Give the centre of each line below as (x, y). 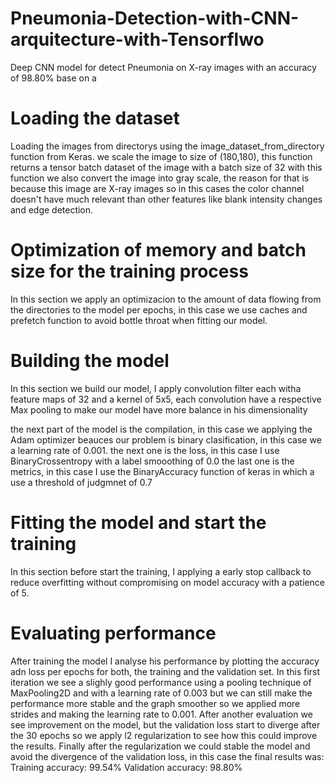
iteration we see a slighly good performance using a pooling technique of (161, 682)
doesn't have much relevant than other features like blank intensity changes (166, 199)
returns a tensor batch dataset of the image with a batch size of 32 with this (166, 167)
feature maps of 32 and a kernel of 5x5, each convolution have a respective (166, 399)
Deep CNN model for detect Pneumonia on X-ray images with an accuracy (163, 67)
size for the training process (129, 271)
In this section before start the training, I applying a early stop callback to (161, 571)
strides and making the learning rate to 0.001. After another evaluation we (161, 714)
